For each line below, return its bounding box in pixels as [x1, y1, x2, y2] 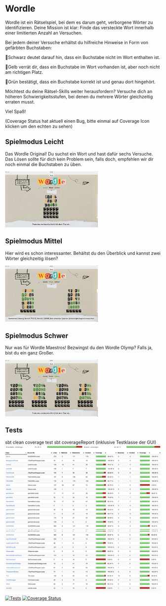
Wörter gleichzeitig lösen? [5, 255, 58, 261]
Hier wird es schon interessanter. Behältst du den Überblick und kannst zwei [5, 250, 161, 256]
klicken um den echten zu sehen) [5, 123, 73, 129]
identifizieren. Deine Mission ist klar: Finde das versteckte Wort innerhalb [5, 24, 154, 30]
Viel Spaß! [5, 108, 26, 114]
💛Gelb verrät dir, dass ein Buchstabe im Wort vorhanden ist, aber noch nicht [5, 64, 160, 70]
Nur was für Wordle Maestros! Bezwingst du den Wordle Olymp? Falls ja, [5, 345, 153, 351]
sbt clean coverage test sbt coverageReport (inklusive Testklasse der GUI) [5, 439, 157, 445]
